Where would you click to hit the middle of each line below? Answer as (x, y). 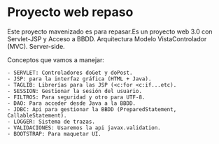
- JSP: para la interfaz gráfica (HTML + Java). (79, 79)
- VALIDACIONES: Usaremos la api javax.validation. (84, 128)
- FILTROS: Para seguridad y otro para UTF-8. (76, 97)
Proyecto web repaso (70, 12)
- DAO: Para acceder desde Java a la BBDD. (72, 103)
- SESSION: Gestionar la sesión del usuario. (75, 91)
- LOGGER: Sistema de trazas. (51, 122)
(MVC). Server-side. (36, 46)
